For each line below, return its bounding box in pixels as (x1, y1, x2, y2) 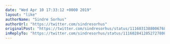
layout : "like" (5, 12, 37, 17)
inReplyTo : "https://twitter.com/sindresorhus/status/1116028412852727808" (5, 31, 168, 36)
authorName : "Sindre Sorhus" (5, 17, 67, 22)
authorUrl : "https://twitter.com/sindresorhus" (5, 21, 108, 27)
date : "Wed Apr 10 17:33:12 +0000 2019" (5, 7, 92, 13)
